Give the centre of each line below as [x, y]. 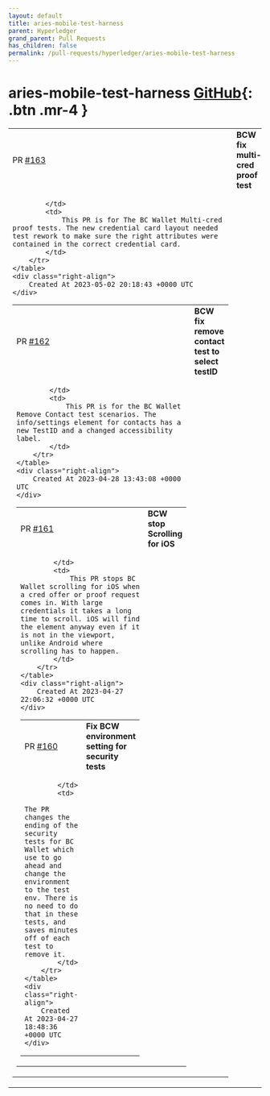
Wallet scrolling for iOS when [80, 586]
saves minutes [51, 930]
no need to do [51, 906]
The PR [37, 809]
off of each [47, 938]
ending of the [51, 825]
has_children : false [43, 46]
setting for [106, 746]
